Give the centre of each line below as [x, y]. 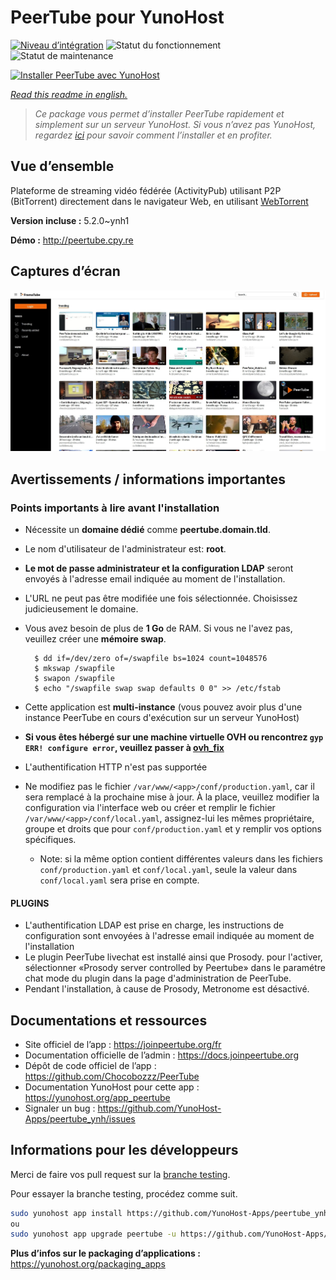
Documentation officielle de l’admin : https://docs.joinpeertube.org [161, 1055]
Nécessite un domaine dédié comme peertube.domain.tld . [147, 529]
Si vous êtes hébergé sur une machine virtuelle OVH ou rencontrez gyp [174, 737]
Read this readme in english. [69, 94]
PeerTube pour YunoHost [117, 17]
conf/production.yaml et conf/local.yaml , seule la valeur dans [168, 869]
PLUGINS [30, 903]
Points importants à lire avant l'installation [115, 508]
